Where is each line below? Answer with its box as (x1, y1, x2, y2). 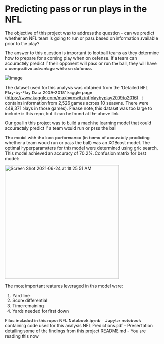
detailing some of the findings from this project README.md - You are (5, 328, 146, 334)
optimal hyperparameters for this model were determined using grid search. (5, 145, 158, 151)
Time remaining (12, 302, 44, 309)
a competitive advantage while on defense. (5, 65, 92, 71)
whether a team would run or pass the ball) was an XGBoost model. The (5, 139, 150, 145)
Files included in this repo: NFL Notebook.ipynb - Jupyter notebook (5, 317, 141, 323)
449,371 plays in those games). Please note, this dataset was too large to (5, 105, 153, 111)
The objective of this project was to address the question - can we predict (5, 30, 155, 36)
